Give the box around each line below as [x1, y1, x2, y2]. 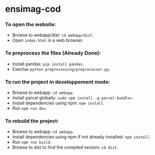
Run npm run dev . [12, 105, 48, 111]
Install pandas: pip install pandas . [12, 61, 84, 67]
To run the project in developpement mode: [5, 78, 110, 85]
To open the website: [5, 21, 56, 28]
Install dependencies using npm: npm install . [12, 100, 104, 106]
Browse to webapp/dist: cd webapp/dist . [12, 32, 94, 38]
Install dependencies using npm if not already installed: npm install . [12, 134, 151, 140]
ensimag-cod [5, 3, 61, 15]
